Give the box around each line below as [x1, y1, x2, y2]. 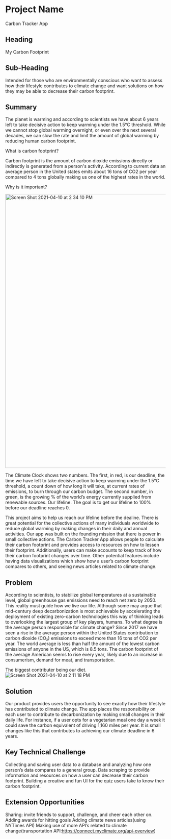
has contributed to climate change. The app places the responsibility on [5, 706, 156, 712]
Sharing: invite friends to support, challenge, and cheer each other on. [5, 811, 153, 818]
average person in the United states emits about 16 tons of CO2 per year [5, 168, 157, 175]
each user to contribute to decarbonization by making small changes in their [5, 711, 165, 718]
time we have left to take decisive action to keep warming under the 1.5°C [5, 478, 159, 484]
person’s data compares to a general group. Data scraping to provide [5, 767, 150, 773]
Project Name [5, 4, 64, 15]
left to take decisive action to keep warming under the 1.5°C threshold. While [5, 121, 166, 128]
